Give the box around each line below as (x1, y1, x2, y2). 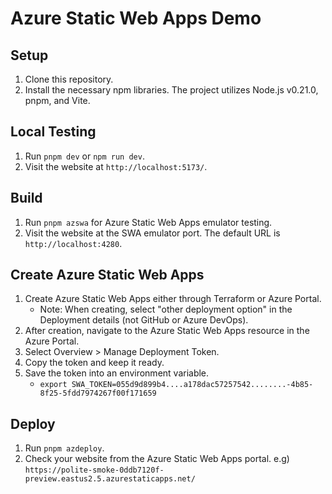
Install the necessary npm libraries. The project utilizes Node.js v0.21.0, (24, 84, 319, 96)
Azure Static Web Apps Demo (10, 7, 262, 30)
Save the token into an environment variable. (24, 367, 210, 379)
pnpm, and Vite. (24, 95, 91, 106)
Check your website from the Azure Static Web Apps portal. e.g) (24, 453, 290, 465)
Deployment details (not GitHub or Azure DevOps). (39, 314, 249, 326)
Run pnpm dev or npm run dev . (24, 150, 145, 162)
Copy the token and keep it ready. (24, 357, 165, 369)
